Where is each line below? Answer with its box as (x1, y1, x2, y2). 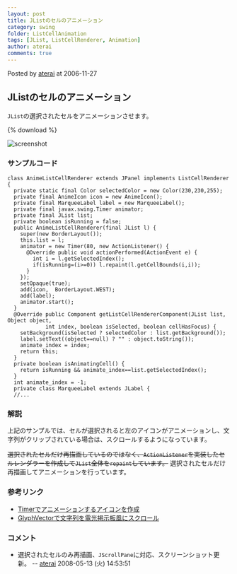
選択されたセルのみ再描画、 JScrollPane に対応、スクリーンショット (17, 550, 214, 558)
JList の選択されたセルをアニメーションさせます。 (7, 111, 153, 120)
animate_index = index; (20, 341, 91, 348)
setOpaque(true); (20, 280, 71, 287)
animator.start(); (20, 298, 74, 305)
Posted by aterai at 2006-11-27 (7, 69, 98, 78)
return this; (20, 348, 59, 355)
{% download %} (7, 125, 58, 134)
